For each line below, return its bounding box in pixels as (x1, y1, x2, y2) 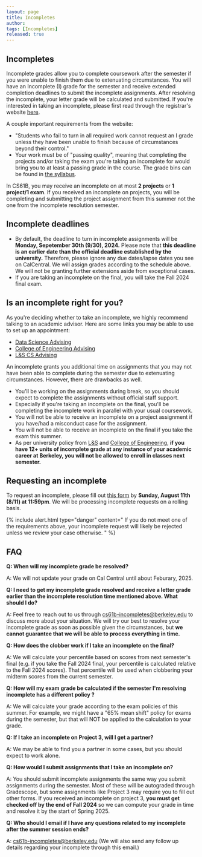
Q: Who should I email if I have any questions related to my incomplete (6, 819, 186, 827)
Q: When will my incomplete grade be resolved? (6, 563, 128, 570)
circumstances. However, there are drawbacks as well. (6, 376, 142, 383)
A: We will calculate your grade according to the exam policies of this (6, 703, 178, 710)
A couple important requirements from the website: (6, 120, 133, 127)
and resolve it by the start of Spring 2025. (6, 807, 110, 815)
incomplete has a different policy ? (6, 691, 95, 698)
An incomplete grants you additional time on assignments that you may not (6, 363, 192, 370)
